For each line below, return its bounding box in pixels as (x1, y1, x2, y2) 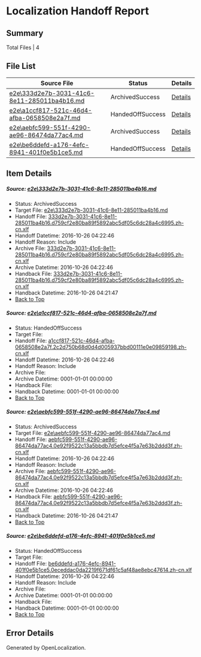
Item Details (6, 169, 52, 179)
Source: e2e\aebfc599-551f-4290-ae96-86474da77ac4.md (6, 408, 160, 415)
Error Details (6, 628, 54, 638)
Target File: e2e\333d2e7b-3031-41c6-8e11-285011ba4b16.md (14, 206, 169, 214)
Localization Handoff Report (6, 4, 150, 18)
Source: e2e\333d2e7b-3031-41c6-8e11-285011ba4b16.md (6, 185, 157, 192)
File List (6, 61, 36, 71)
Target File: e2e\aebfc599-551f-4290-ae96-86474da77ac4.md (14, 430, 170, 437)
